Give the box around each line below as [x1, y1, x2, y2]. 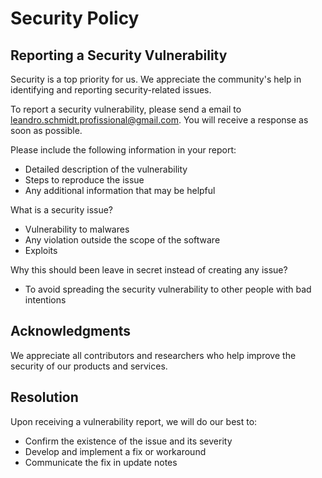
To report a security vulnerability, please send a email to [10, 103, 242, 115]
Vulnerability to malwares [24, 223, 130, 235]
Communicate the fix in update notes [24, 456, 178, 468]
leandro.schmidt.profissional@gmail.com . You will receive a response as [10, 114, 309, 126]
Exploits [24, 245, 58, 256]
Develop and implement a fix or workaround [24, 445, 207, 457]
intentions [24, 294, 67, 306]
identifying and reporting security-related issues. [10, 84, 212, 96]
